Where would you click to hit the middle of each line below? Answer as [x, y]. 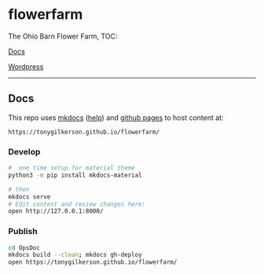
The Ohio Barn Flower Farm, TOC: [63, 36]
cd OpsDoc [24, 248]
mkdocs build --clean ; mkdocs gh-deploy [75, 255]
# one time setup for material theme [71, 168]
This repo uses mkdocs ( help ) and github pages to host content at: [116, 117]
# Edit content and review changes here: [77, 204]
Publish [23, 232]
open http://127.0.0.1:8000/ [56, 211]
